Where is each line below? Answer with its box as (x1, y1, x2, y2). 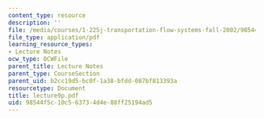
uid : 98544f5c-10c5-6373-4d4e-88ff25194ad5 (8, 99, 153, 106)
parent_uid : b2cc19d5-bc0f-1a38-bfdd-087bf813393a (8, 77, 178, 85)
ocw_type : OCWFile (8, 56, 68, 63)
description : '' (8, 19, 61, 27)
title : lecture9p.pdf (8, 92, 79, 99)
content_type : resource (8, 11, 86, 20)
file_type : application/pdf (8, 33, 101, 41)
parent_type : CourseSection (8, 70, 101, 78)
